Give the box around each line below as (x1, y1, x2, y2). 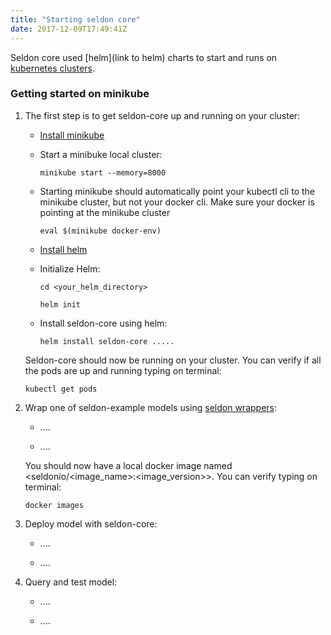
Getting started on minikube (10, 87, 150, 101)
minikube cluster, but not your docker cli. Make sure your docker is (39, 196, 315, 208)
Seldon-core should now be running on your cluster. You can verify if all (24, 354, 322, 366)
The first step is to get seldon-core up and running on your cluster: (24, 109, 301, 121)
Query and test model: (24, 576, 118, 588)
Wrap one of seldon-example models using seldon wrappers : (24, 401, 278, 413)
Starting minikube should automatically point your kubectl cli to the (39, 185, 315, 197)
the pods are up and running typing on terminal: (24, 364, 222, 376)
